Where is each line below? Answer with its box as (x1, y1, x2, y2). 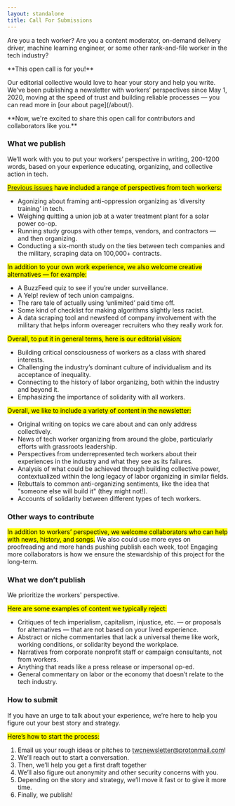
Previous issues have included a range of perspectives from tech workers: (7, 183, 222, 191)
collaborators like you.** (7, 121, 78, 130)
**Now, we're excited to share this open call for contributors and (7, 114, 195, 123)
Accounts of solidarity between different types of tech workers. (17, 494, 201, 503)
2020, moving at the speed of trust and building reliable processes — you (7, 93, 220, 102)
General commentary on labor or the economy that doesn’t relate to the (17, 670, 224, 678)
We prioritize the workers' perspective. (7, 591, 120, 599)
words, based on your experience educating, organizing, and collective (7, 162, 213, 170)
